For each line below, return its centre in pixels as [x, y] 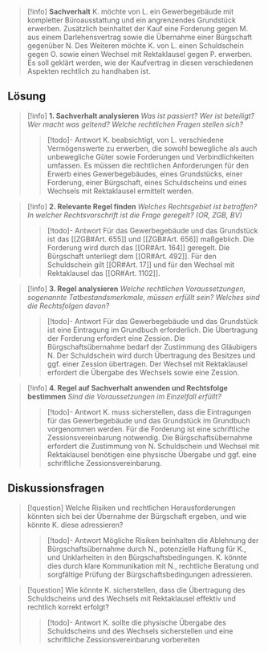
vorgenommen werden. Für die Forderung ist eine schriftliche [148, 429]
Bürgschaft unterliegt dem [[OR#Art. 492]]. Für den [132, 256]
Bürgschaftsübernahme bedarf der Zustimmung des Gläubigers [152, 346]
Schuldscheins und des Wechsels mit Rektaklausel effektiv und [131, 598]
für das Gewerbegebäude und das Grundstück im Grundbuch [148, 420]
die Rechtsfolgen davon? [68, 306]
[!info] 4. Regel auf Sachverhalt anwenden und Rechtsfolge [127, 387]
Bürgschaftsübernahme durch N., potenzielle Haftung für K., [146, 549]
